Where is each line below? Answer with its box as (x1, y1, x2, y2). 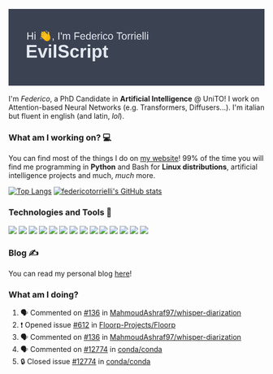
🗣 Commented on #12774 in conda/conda (19, 345, 162, 354)
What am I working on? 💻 (8, 132, 112, 143)
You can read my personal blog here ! (8, 269, 132, 279)
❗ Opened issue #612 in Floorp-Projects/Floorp (19, 320, 176, 330)
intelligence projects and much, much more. (8, 171, 156, 180)
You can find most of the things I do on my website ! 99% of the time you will (8, 154, 264, 163)
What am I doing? (8, 289, 79, 300)
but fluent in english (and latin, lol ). (8, 111, 124, 121)
